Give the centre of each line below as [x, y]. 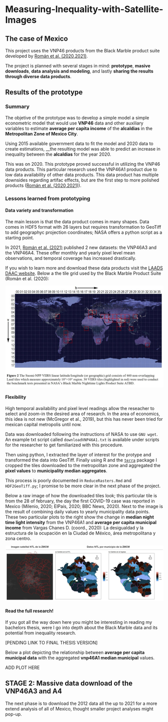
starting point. [20, 237]
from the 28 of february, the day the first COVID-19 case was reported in [80, 501]
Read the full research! [29, 611]
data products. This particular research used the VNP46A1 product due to [81, 169]
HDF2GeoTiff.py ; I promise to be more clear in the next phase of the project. [83, 486]
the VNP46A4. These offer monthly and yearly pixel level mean [70, 252]
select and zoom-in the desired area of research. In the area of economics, [83, 414]
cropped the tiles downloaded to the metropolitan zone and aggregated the [83, 465]
